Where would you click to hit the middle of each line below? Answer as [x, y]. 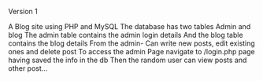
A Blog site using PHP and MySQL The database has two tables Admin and [130, 26]
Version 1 [23, 11]
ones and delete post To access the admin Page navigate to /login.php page [131, 52]
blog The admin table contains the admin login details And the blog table [126, 35]
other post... [28, 68]
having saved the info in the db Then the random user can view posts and [128, 60]
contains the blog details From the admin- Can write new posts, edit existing [132, 43]
